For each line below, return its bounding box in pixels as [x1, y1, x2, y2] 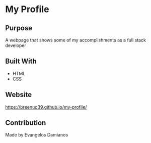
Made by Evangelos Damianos [5, 132, 68, 138]
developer [5, 42, 27, 49]
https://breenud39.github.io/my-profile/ [5, 104, 87, 110]
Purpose [5, 24, 33, 32]
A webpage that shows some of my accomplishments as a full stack [5, 37, 146, 43]
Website [5, 90, 32, 99]
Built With [5, 57, 37, 66]
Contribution [5, 119, 46, 127]
